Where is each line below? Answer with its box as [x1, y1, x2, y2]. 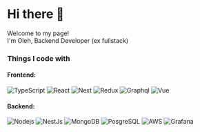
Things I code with [7, 53, 70, 63]
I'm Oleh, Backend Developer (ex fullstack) [7, 36, 129, 44]
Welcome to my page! [7, 29, 70, 37]
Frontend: [7, 70, 37, 79]
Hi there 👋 [7, 6, 64, 22]
